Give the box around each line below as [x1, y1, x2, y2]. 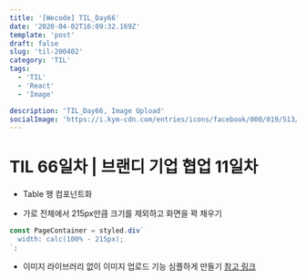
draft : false [9, 38, 59, 48]
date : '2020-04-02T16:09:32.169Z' [9, 22, 141, 31]
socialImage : [9, 115, 59, 124]
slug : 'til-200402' [9, 47, 84, 57]
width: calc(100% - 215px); [17, 234, 125, 244]
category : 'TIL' [9, 56, 71, 65]
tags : [9, 65, 30, 74]
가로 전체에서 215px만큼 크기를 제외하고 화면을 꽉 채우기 [22, 208, 223, 219]
